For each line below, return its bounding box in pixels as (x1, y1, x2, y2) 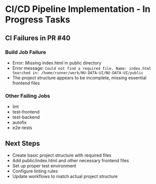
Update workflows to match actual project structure (12, 173, 118, 179)
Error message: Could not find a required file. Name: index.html (12, 65, 152, 71)
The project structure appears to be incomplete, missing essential (12, 74, 147, 80)
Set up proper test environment (12, 163, 77, 169)
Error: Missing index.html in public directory (12, 60, 102, 65)
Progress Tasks (5, 14, 70, 25)
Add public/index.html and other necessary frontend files (12, 157, 129, 163)
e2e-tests (12, 125, 32, 131)
